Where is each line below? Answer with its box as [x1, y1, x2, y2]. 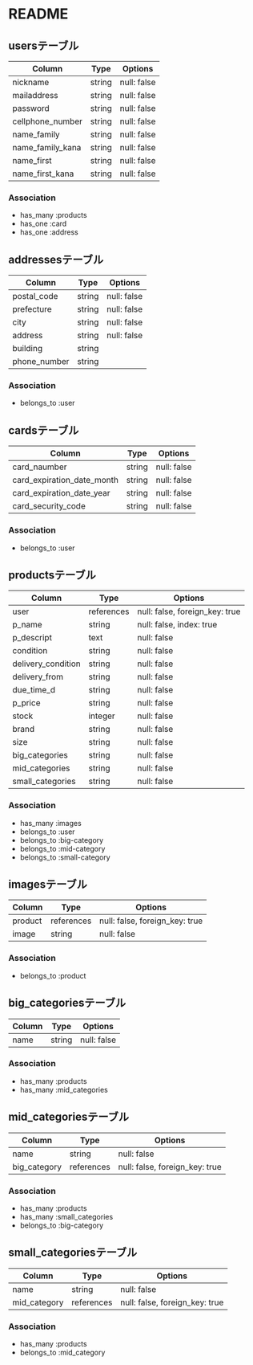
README [8, 5, 69, 23]
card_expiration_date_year [12, 488, 110, 499]
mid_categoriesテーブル [8, 1110, 130, 1124]
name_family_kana [12, 142, 82, 153]
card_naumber [12, 461, 67, 472]
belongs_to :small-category [19, 852, 110, 862]
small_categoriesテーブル [8, 1246, 138, 1260]
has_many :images [19, 818, 82, 828]
